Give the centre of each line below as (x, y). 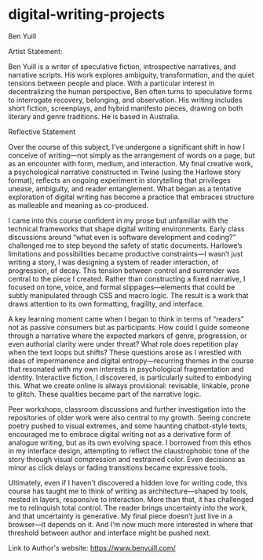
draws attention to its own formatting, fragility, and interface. (106, 304)
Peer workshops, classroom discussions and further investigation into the (127, 409)
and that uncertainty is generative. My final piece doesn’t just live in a (121, 516)
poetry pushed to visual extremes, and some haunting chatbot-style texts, (128, 426)
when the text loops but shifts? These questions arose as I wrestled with (125, 352)
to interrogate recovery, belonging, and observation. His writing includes (125, 100)
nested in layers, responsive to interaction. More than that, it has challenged (131, 499)
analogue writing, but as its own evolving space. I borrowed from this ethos (130, 442)
